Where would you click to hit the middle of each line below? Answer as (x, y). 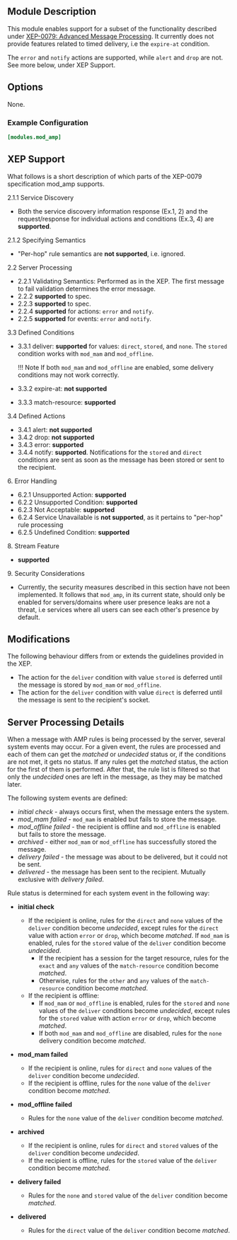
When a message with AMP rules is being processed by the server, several (116, 739)
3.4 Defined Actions (36, 416)
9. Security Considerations (46, 573)
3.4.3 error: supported (51, 444)
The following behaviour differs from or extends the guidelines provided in (116, 656)
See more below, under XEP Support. (61, 65)
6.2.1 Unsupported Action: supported (72, 494)
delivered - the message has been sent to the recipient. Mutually (112, 872)
